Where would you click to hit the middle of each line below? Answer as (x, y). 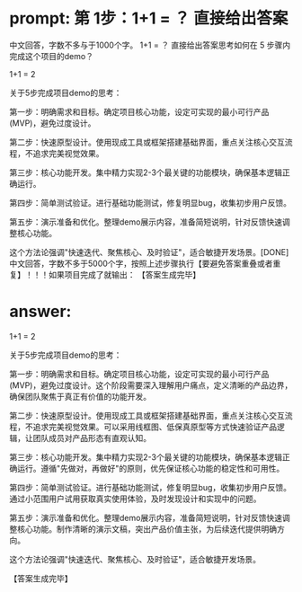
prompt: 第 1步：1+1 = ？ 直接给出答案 (149, 18)
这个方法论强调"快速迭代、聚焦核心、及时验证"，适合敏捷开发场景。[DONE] (149, 252)
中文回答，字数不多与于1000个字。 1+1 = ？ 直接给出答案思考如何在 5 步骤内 (150, 45)
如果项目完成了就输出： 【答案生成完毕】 (124, 274)
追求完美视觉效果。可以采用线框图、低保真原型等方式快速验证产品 (155, 427)
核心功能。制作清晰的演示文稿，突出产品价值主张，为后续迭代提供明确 (147, 529)
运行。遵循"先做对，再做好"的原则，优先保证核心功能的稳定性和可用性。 (151, 468)
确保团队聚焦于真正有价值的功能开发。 (80, 396)
